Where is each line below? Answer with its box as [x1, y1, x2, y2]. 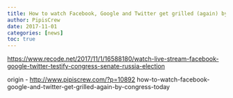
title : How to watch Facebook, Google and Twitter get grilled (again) [7, 10, 218, 17]
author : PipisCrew [7, 17, 60, 23]
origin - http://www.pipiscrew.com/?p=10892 [7, 75, 136, 84]
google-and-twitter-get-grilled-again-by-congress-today [7, 83, 170, 91]
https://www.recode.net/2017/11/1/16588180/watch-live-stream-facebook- [7, 55, 219, 63]
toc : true [7, 36, 36, 43]
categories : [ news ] [7, 29, 64, 37]
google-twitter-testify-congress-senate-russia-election [7, 62, 165, 70]
